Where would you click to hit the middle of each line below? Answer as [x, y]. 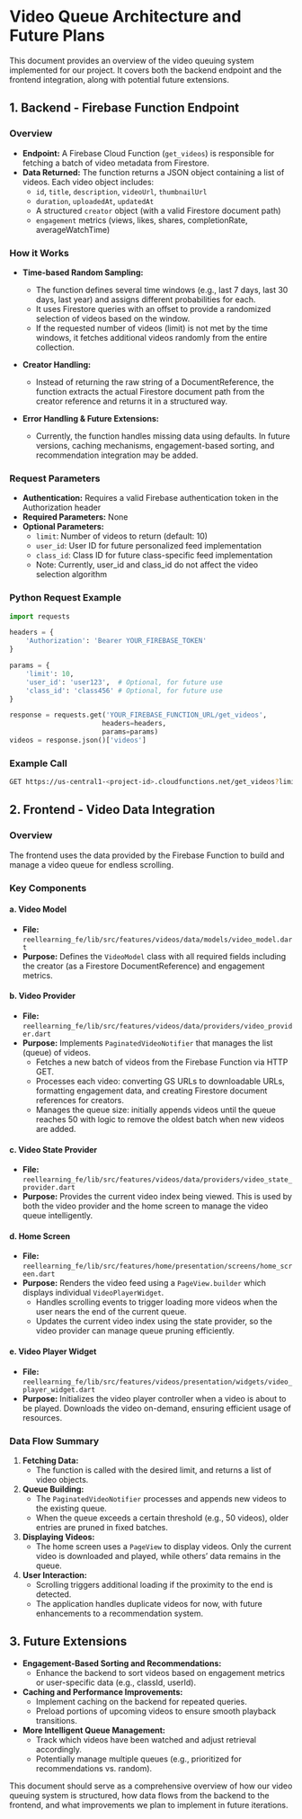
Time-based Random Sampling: [83, 272]
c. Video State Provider [53, 1149]
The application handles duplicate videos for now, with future [149, 1603]
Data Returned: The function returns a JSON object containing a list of [153, 172]
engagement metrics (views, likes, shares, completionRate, [142, 220]
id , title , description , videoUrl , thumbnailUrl [121, 192]
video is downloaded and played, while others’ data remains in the [158, 1556]
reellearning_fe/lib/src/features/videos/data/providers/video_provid [157, 1027]
